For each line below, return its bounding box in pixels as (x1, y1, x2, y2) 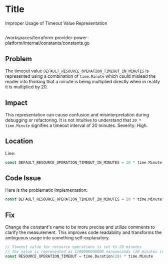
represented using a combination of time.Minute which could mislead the (5, 73, 156, 79)
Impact (5, 98, 27, 107)
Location (5, 137, 33, 146)
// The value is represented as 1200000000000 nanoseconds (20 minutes (5, 249, 157, 254)
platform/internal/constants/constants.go (5, 40, 90, 46)
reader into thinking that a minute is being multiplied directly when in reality (5, 79, 160, 85)
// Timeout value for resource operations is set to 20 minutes (5, 244, 142, 249)
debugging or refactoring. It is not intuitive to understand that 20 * (5, 117, 141, 123)
